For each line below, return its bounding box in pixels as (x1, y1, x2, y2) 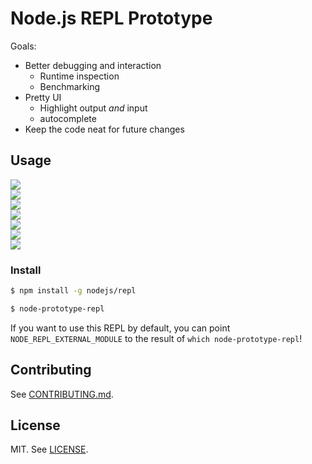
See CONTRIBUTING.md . (10, 388, 114, 400)
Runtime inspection (39, 70, 120, 82)
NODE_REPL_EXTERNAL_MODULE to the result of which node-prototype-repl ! (10, 332, 303, 344)
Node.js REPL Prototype (10, 7, 213, 30)
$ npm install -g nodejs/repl (10, 286, 137, 296)
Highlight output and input (39, 102, 148, 114)
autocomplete (39, 112, 97, 124)
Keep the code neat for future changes (24, 123, 185, 135)
